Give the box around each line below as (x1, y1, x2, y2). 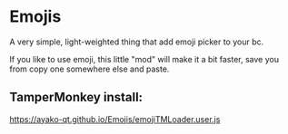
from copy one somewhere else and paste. (9, 63, 170, 74)
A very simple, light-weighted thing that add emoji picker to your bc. (9, 36, 264, 47)
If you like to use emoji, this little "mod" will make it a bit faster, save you (9, 53, 280, 64)
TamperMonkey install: (9, 90, 144, 105)
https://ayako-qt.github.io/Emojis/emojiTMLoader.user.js (9, 113, 221, 124)
